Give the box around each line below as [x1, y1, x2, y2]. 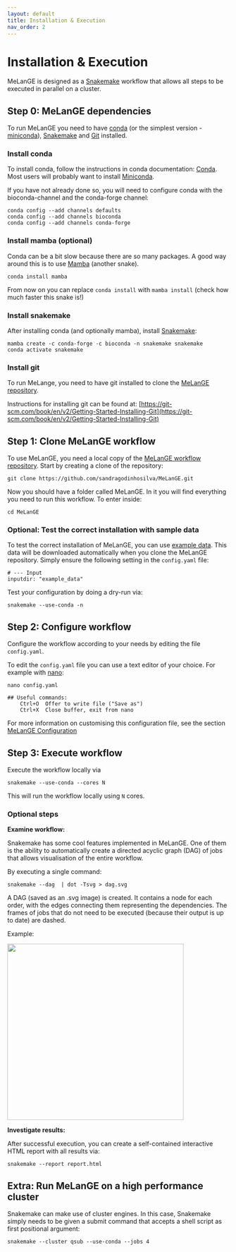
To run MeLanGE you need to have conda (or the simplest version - [7, 124, 202, 133]
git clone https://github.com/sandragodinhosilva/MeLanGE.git [7, 475, 194, 482]
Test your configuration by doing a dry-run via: [7, 588, 143, 597]
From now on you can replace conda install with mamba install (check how [7, 285, 229, 293]
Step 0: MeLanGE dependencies [7, 105, 151, 117]
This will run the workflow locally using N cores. [7, 791, 145, 801]
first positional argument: [7, 1224, 80, 1233]
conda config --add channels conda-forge [7, 219, 131, 226]
